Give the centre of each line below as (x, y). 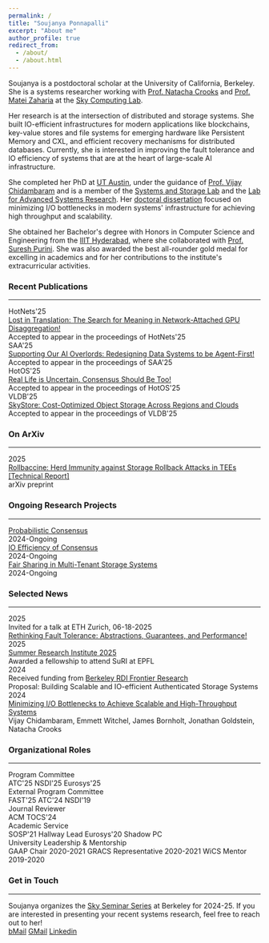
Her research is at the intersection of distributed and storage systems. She (131, 115)
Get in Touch (34, 881)
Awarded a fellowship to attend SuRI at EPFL (81, 661)
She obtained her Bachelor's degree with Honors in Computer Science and (131, 231)
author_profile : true (44, 38)
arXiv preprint (31, 484)
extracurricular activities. (49, 266)
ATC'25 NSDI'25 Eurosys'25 (55, 783)
